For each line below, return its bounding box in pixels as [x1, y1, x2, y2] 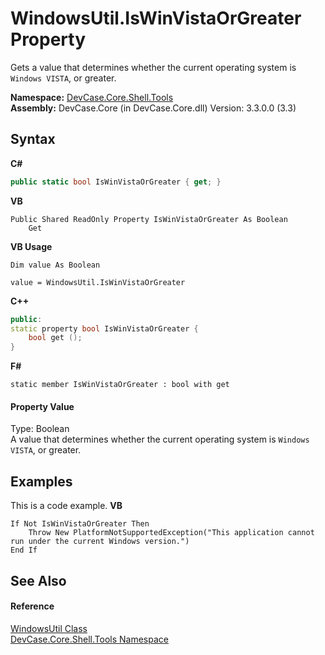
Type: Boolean [10, 423, 70, 435]
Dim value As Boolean [10, 260, 101, 270]
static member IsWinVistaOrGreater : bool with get [10, 380, 230, 390]
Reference [10, 600, 55, 612]
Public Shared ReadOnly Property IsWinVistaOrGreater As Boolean [10, 214, 288, 224]
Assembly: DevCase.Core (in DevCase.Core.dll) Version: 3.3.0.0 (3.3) [10, 102, 297, 114]
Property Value [10, 400, 75, 412]
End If [10, 545, 38, 556]
